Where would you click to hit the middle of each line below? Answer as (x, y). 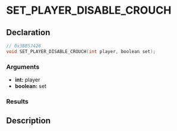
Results (17, 101)
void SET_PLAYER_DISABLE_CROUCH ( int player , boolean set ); (81, 51)
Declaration (28, 32)
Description (28, 121)
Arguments (23, 67)
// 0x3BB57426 (24, 46)
